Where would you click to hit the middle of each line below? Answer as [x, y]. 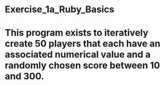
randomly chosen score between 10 [82, 66]
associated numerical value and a [78, 55]
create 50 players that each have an [83, 44]
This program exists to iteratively [77, 33]
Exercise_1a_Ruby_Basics [60, 9]
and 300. [25, 77]
